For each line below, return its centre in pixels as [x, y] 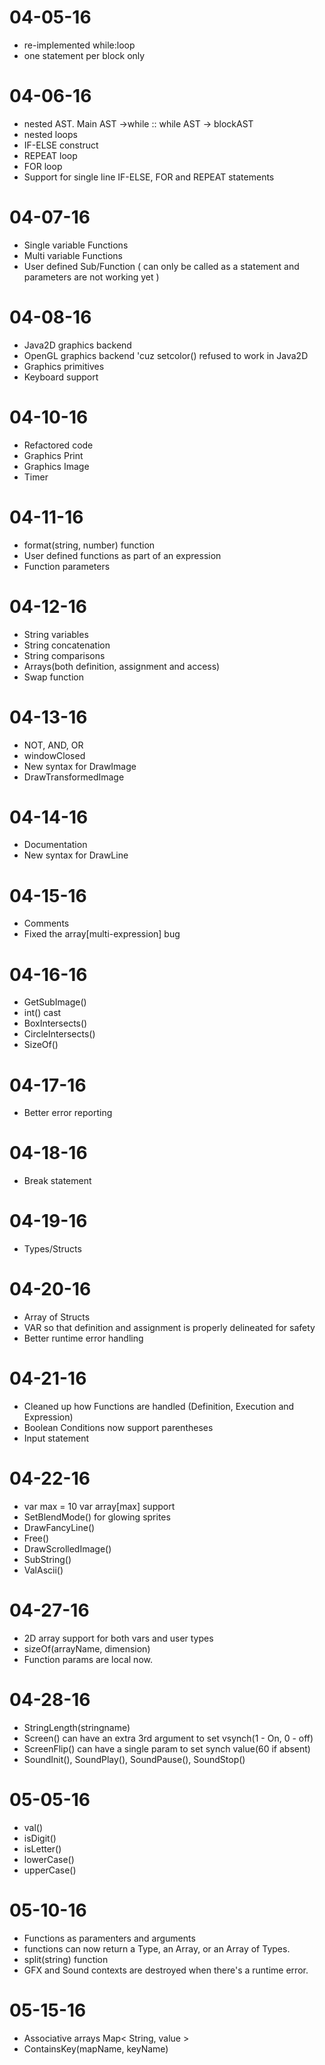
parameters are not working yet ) [91, 277]
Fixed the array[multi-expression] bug [102, 934]
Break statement [57, 1181]
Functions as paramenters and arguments [109, 1938]
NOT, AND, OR [53, 745]
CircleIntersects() [59, 1034]
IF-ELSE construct [61, 145]
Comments [46, 923]
